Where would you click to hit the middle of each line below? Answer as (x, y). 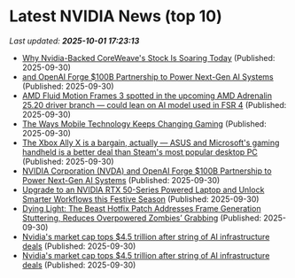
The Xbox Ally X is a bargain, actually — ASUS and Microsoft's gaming (151, 143)
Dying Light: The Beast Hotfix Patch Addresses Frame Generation (141, 208)
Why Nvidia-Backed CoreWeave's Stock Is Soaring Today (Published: (148, 58)
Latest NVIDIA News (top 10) (116, 16)
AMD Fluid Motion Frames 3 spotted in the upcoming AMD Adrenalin (147, 96)
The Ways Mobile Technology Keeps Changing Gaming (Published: (144, 124)
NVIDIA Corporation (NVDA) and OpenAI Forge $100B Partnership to (147, 171)
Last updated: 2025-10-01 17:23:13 (74, 41)
